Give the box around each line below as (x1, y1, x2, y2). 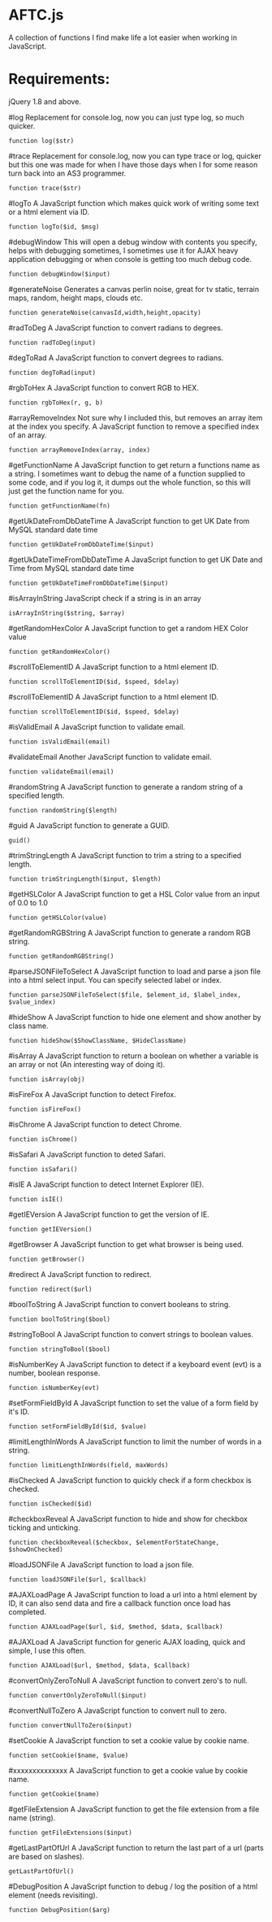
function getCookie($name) (8, 1789, 100, 1798)
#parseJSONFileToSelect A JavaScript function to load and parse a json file (8, 966, 261, 976)
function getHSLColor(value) (8, 913, 107, 922)
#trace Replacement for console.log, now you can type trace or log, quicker (8, 150, 261, 160)
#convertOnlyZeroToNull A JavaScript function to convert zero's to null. (8, 1676, 248, 1685)
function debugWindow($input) (8, 270, 111, 278)
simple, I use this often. (8, 1645, 87, 1655)
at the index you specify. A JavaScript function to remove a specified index (8, 421, 260, 431)
